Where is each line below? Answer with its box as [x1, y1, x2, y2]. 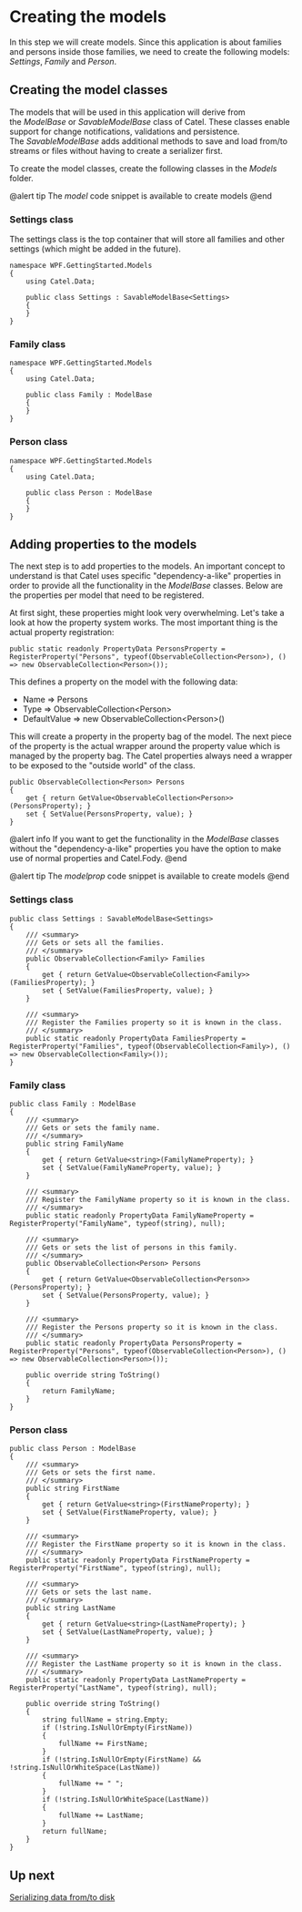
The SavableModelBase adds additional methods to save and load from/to [9, 135, 288, 147]
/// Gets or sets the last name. [25, 1588, 153, 1597]
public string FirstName [25, 1484, 120, 1494]
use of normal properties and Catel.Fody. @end [9, 853, 187, 864]
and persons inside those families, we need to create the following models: [9, 46, 290, 57]
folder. [9, 172, 34, 183]
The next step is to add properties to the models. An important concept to [9, 560, 286, 571]
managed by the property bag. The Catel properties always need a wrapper [9, 750, 293, 762]
